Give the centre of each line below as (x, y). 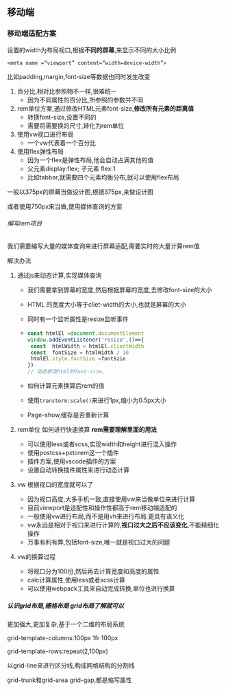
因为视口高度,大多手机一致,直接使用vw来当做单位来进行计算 (111, 499)
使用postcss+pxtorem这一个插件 (73, 453)
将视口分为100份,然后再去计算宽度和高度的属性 (93, 571)
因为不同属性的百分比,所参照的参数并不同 (85, 100)
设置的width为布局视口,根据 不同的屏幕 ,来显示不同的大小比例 (92, 50)
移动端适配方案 (32, 34)
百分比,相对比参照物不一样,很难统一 (67, 91)
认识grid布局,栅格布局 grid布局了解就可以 (66, 605)
